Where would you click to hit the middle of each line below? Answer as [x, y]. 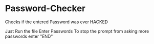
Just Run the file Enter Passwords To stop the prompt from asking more [77, 31]
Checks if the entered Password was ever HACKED [56, 22]
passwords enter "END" [29, 36]
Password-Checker [45, 8]
